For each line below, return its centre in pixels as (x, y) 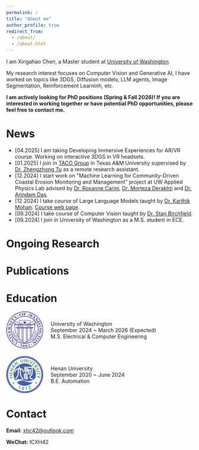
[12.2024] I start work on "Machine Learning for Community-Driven (97, 175)
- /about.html (29, 44)
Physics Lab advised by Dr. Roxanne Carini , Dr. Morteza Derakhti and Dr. (103, 188)
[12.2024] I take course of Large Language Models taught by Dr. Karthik (102, 201)
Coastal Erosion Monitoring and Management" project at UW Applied (99, 182)
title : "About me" (29, 19)
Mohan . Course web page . (47, 207)
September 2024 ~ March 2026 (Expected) (103, 330)
